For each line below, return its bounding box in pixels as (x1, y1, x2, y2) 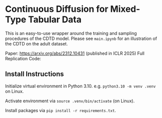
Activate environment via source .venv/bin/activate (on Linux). (5, 98, 135, 104)
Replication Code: (5, 55, 41, 61)
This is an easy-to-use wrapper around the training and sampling (5, 30, 137, 36)
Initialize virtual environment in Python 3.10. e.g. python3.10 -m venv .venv (5, 83, 156, 89)
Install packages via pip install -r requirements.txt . (5, 107, 116, 113)
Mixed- (110, 3, 140, 15)
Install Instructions (5, 70, 64, 79)
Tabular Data (28, 14, 82, 25)
